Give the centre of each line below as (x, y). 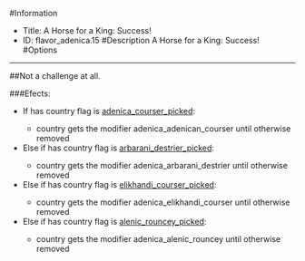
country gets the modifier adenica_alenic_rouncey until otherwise (158, 239)
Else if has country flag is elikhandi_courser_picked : (119, 184)
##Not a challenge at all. (55, 76)
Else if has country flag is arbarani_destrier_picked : (118, 148)
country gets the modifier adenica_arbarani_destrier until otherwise (162, 165)
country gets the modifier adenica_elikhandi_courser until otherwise (163, 202)
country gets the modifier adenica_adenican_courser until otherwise (163, 129)
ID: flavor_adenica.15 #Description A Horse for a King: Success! (141, 40)
